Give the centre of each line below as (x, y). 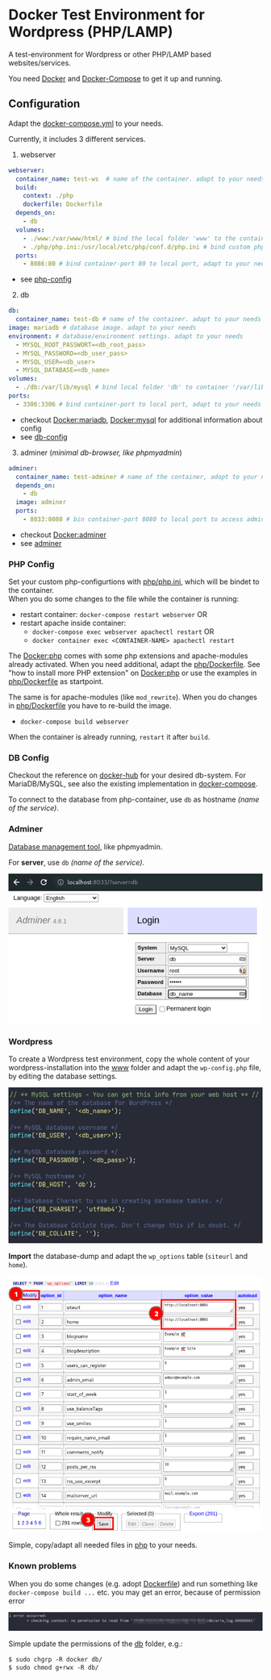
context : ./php (48, 196)
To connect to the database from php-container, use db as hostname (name (134, 799)
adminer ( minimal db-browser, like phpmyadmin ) (101, 452)
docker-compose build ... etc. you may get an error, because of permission (134, 1592)
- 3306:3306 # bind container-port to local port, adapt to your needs (139, 404)
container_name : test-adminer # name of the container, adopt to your (137, 477)
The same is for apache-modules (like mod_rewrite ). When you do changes (133, 697)
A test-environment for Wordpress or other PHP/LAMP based (110, 54)
